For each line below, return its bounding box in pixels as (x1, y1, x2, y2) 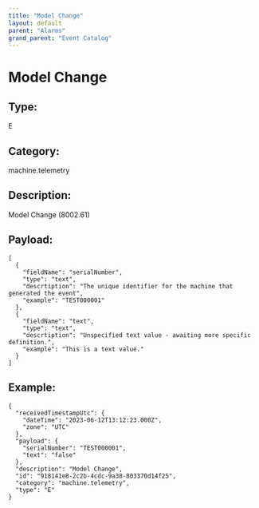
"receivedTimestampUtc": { (15, 409, 105, 417)
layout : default (8, 19, 62, 27)
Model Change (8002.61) (8, 209, 90, 220)
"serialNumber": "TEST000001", (22, 444, 127, 452)
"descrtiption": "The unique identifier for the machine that (22, 282, 233, 290)
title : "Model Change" (8, 11, 84, 20)
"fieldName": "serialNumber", (22, 268, 124, 276)
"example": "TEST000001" (22, 296, 105, 304)
